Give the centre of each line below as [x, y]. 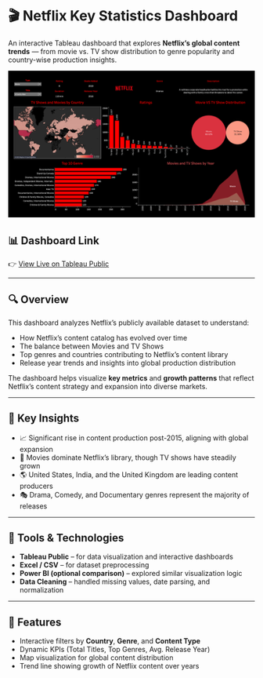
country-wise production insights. [63, 60]
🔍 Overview [38, 300]
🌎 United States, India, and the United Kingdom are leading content [129, 474]
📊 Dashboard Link [54, 241]
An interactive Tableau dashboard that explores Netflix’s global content [124, 43]
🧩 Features [35, 622]
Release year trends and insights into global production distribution [128, 363]
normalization [41, 590]
